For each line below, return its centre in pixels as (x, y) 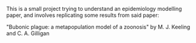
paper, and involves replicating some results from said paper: (83, 15)
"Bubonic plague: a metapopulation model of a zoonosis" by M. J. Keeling (98, 27)
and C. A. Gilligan (28, 33)
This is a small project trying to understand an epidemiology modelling (94, 9)
